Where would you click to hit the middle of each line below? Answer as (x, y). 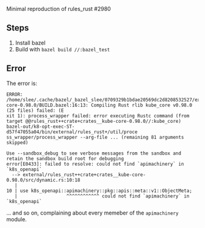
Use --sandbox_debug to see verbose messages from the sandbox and (94, 153)
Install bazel (30, 43)
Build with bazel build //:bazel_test (63, 49)
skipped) (17, 142)
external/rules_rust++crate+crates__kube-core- (84, 175)
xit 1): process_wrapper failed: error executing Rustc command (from (98, 116)
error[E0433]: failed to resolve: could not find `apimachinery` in (95, 164)
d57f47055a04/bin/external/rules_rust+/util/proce (72, 132)
